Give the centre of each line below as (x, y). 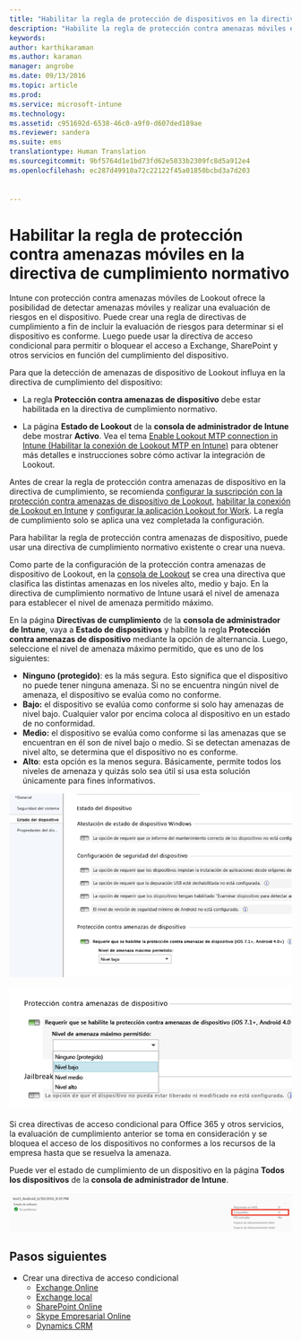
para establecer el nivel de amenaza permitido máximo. (112, 603)
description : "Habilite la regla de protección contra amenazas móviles (148, 28)
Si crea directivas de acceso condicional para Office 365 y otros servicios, (147, 1124)
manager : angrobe (42, 66)
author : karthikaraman (52, 48)
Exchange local (64, 1297)
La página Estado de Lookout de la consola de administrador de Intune (155, 427)
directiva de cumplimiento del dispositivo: (86, 383)
